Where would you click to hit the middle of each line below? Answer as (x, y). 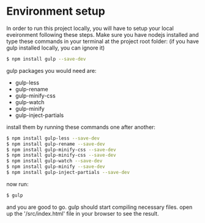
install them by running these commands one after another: (81, 127)
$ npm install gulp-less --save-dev (53, 138)
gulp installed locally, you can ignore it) (56, 48)
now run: (17, 184)
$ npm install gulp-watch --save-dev (54, 161)
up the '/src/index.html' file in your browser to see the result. (83, 213)
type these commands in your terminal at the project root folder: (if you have (102, 41)
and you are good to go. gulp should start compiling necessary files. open (99, 207)
